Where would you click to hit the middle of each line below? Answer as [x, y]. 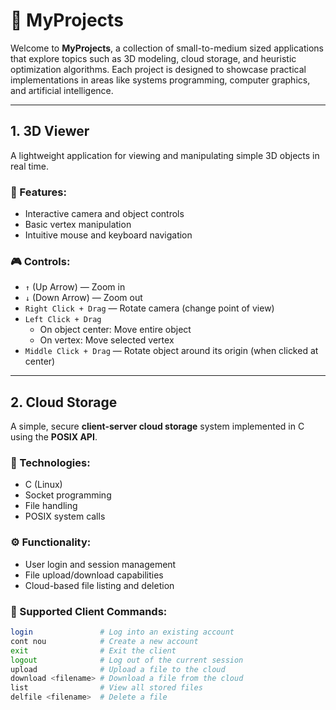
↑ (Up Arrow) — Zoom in [75, 287]
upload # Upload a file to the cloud [118, 669]
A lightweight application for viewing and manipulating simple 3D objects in [165, 155]
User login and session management [100, 564]
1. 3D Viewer [50, 131]
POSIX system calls [65, 516]
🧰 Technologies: [50, 463]
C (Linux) [43, 485]
